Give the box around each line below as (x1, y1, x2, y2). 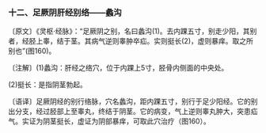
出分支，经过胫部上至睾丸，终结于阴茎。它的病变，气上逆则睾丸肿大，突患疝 (8, 107, 258, 116)
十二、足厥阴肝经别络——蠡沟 (8, 6, 123, 17)
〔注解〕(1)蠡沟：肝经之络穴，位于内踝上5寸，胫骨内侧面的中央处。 (8, 63, 229, 73)
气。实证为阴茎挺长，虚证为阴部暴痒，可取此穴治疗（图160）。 (8, 116, 211, 126)
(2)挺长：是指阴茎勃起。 (8, 80, 87, 89)
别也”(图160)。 (8, 46, 56, 56)
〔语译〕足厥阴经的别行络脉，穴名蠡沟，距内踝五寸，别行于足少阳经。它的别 (8, 97, 258, 106)
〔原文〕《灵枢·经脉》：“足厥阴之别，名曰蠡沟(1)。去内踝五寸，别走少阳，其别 (8, 26, 257, 36)
